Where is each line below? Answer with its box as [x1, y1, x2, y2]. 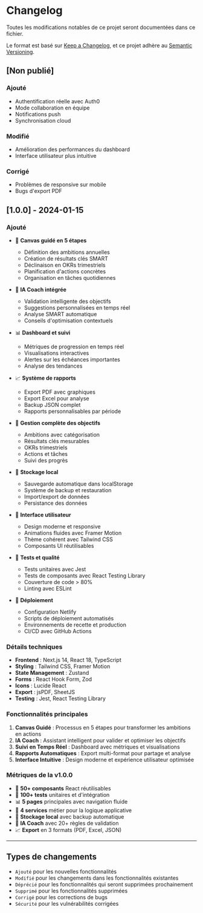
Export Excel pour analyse [24, 394, 89, 402]
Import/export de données [24, 493, 90, 500]
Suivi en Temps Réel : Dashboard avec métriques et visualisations [14, 743, 180, 750]
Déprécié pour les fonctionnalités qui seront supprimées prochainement [14, 880, 193, 888]
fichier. [6, 30, 24, 37]
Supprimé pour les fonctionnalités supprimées [14, 887, 128, 894]
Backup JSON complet [24, 401, 81, 408]
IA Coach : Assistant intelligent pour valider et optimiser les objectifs [14, 736, 186, 744]
